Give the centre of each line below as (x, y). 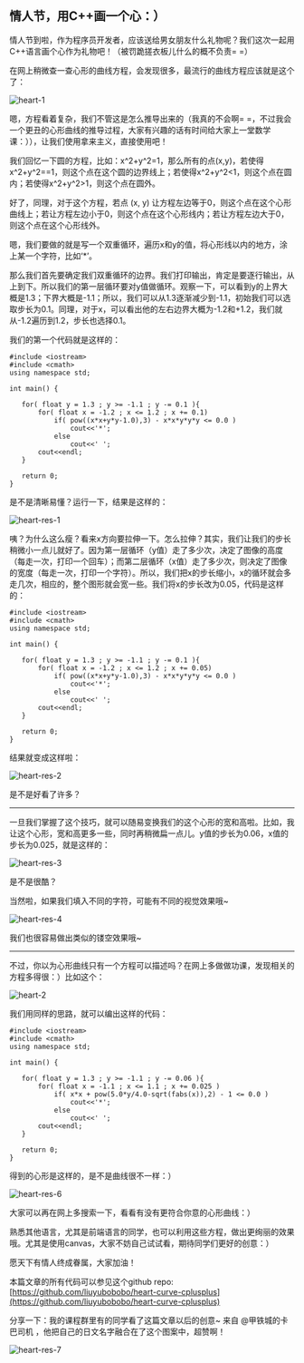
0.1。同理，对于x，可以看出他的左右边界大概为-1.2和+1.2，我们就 (161, 309)
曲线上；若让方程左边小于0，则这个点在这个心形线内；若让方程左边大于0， (149, 214)
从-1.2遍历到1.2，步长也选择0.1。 (70, 320)
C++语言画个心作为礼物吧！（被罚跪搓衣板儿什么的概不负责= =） (131, 51)
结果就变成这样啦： (45, 757)
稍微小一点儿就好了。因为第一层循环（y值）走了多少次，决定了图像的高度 (146, 550)
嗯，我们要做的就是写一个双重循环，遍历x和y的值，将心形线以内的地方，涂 (148, 244)
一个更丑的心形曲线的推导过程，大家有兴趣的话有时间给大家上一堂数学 (140, 130)
